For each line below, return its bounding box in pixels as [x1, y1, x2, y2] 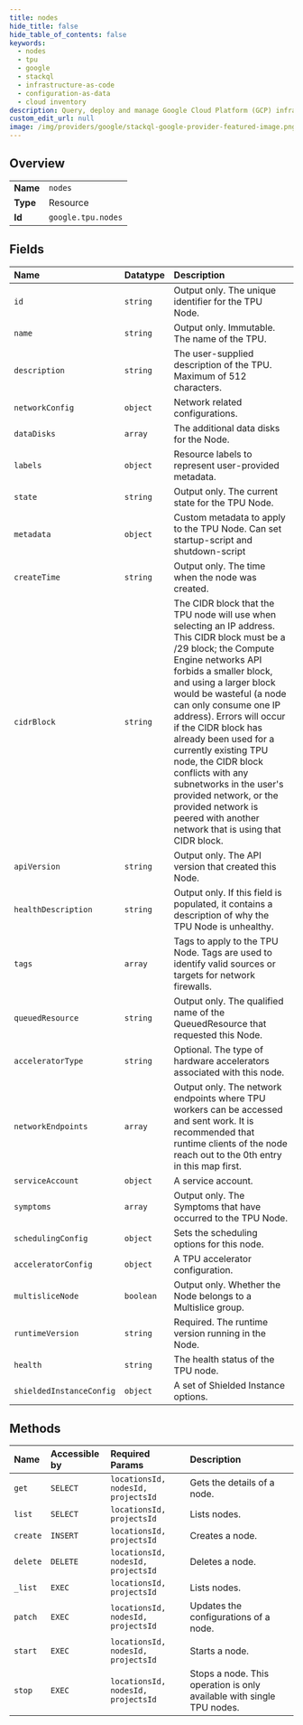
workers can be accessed [173, 1103, 283, 1116]
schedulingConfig [14, 1233, 88, 1243]
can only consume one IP [173, 698, 281, 711]
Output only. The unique [173, 284, 277, 297]
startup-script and [173, 533, 252, 546]
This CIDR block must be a [173, 630, 286, 643]
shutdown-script [173, 544, 246, 557]
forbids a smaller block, [173, 665, 273, 677]
